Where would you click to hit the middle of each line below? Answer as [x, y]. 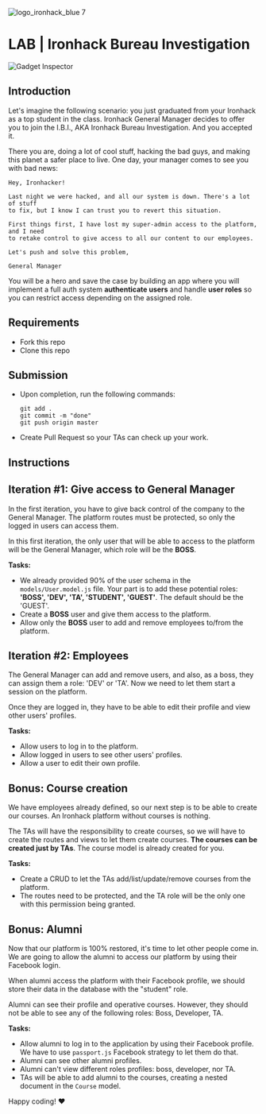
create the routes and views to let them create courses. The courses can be [133, 840]
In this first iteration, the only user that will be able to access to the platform [132, 541]
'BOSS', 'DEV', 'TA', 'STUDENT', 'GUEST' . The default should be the [131, 597]
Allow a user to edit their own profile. [80, 764]
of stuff [23, 203]
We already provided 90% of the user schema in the [105, 580]
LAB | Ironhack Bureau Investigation [129, 44]
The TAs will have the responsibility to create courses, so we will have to [127, 831]
